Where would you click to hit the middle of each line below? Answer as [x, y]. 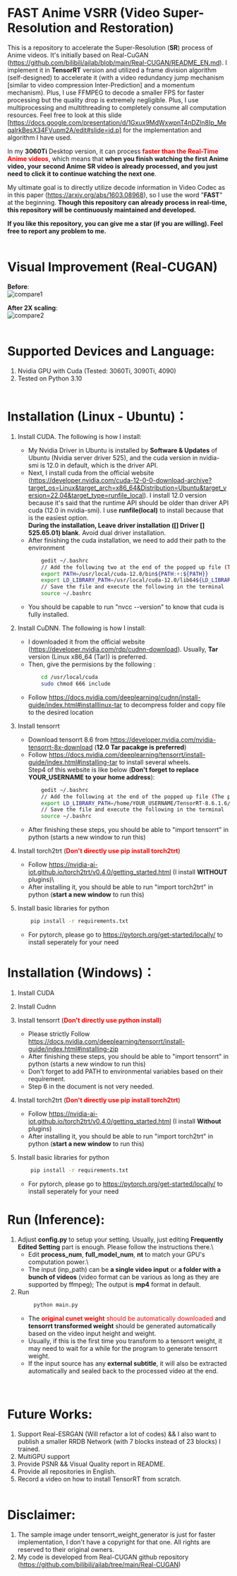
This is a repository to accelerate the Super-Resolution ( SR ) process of [110, 47]
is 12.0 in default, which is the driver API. [99, 465]
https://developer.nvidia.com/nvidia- [163, 740]
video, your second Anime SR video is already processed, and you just [113, 166]
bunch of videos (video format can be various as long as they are [123, 1277]
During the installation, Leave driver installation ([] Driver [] [116, 525]
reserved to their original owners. [66, 1549]
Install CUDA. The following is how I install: [80, 436]
